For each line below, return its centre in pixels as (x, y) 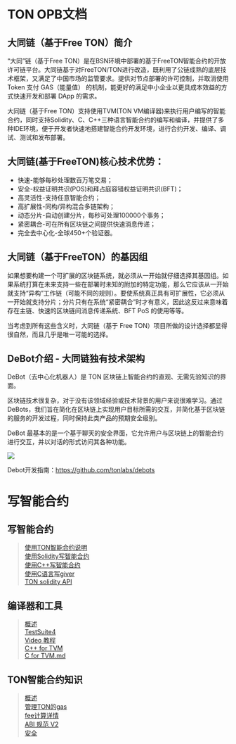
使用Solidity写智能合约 (57, 556)
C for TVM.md (45, 656)
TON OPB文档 (47, 14)
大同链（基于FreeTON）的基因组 (78, 257)
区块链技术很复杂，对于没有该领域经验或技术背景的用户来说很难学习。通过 (115, 401)
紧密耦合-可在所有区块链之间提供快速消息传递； (87, 224)
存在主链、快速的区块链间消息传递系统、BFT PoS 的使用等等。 (98, 310)
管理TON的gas (46, 707)
